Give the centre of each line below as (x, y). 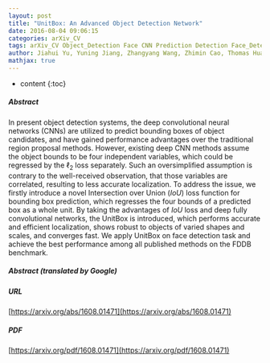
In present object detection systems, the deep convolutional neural (119, 122)
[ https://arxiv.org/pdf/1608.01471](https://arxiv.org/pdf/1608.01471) (119, 350)
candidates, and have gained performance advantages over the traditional (131, 139)
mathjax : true (32, 61)
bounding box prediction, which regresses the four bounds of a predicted (130, 201)
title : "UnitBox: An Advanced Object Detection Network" (106, 23)
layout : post (30, 16)
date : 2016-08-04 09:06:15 (53, 31)
